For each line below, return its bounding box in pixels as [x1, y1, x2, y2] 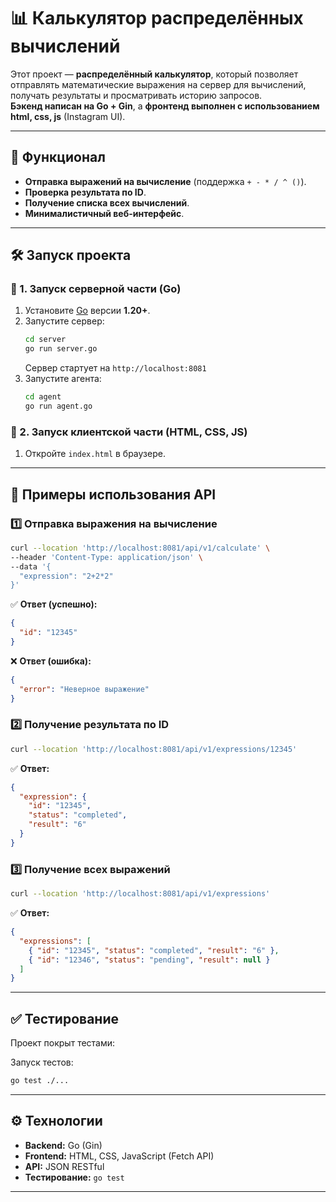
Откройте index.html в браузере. [24, 448, 166, 460]
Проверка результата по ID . [24, 186, 147, 198]
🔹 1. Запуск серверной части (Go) [10, 282, 182, 296]
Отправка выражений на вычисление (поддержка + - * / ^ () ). [24, 175, 307, 187]
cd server [24, 335, 67, 345]
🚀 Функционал [10, 149, 106, 166]
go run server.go [24, 344, 98, 354]
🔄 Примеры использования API [10, 486, 217, 503]
